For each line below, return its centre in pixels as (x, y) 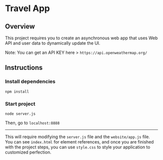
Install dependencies (30, 81)
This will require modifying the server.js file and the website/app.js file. (78, 137)
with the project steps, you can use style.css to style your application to (78, 147)
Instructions (24, 68)
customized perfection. (28, 152)
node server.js (20, 114)
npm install (17, 92)
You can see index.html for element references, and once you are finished (80, 142)
